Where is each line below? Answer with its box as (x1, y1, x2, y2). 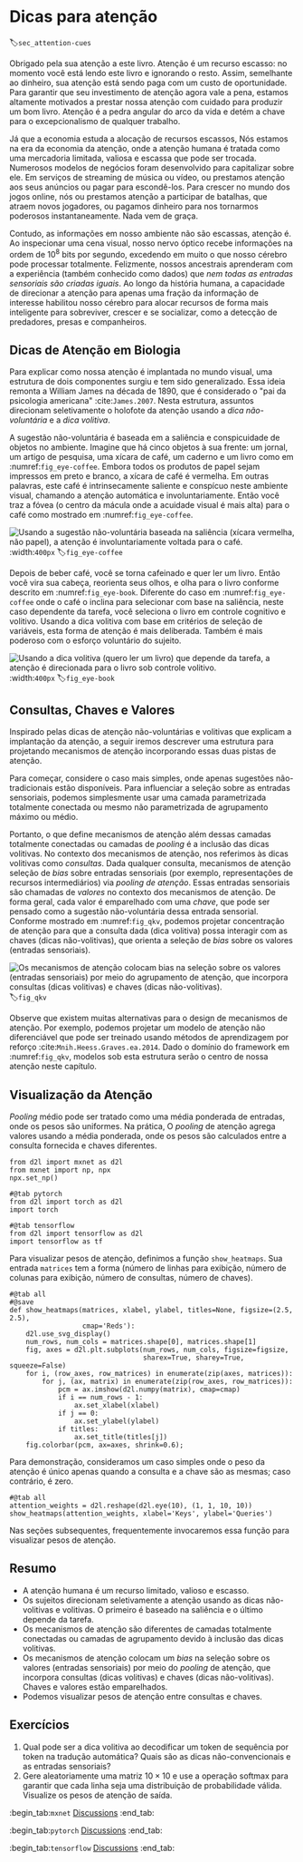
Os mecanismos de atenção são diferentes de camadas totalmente (22, 1623, 272, 1634)
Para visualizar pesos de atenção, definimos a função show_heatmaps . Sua (9, 1253, 283, 1264)
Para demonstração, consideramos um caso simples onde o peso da (9, 1457, 265, 1467)
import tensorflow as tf (9, 1237, 103, 1246)
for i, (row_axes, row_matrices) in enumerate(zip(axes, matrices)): (25, 1370, 294, 1379)
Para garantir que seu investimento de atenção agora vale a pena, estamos (9, 86, 289, 97)
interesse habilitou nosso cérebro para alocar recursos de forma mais (9, 297, 270, 307)
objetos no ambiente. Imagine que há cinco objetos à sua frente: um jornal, (9, 442, 289, 453)
